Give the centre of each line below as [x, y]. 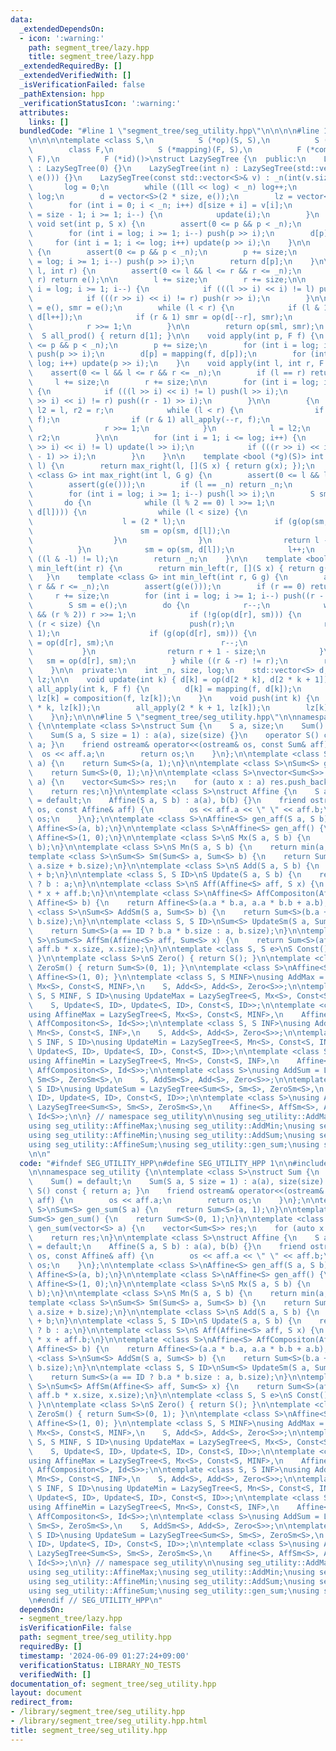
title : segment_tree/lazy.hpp [91, 57]
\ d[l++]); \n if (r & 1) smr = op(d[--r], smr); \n [160, 317]
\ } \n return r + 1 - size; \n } [176, 652]
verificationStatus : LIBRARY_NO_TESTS [100, 1665]
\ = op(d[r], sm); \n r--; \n [138, 642]
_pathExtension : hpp [62, 94]
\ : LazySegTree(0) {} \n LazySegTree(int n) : [134, 168]
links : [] [49, 122]
